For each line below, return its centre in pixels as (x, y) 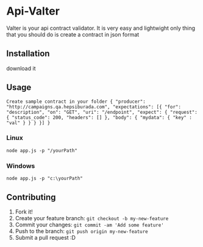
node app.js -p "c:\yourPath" (45, 179)
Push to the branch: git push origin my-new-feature (81, 231)
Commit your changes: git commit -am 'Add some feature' (90, 224)
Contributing (31, 197)
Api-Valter (33, 11)
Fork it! (24, 212)
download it (21, 68)
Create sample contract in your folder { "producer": (76, 102)
